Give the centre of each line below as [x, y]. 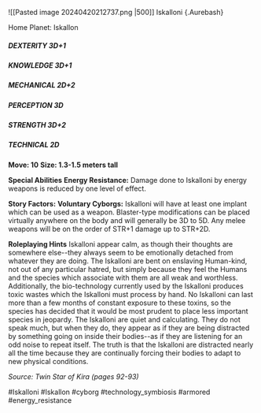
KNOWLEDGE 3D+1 [40, 65]
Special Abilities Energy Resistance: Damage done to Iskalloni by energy [128, 180]
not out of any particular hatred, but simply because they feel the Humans [128, 269]
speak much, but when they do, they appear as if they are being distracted [129, 328]
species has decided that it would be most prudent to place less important [129, 311]
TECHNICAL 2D [34, 145]
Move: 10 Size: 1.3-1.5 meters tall [63, 165]
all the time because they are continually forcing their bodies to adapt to [125, 353]
